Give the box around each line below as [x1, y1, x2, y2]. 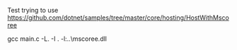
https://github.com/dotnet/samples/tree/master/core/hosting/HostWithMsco [7, 13, 230, 22]
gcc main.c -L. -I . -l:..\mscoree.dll [7, 35, 108, 43]
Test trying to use [7, 6, 59, 14]
